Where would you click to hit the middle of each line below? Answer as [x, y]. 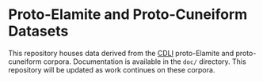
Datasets [38, 31]
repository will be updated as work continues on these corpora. [112, 69]
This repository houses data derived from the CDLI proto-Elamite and [121, 53]
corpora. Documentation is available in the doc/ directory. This [145, 61]
